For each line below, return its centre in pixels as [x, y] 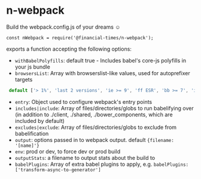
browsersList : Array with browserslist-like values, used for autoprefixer [102, 73]
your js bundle [33, 67]
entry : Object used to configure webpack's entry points [83, 101]
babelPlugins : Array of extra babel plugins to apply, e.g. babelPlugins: [102, 164]
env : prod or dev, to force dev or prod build [68, 151]
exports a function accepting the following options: [69, 49]
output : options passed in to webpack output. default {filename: [95, 140]
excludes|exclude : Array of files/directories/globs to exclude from [96, 127]
